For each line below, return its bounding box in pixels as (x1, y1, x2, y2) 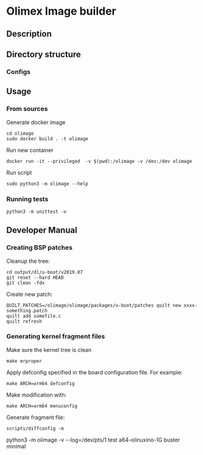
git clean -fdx (6, 279, 45, 286)
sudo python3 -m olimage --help (6, 181, 88, 187)
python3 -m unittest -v (6, 209, 67, 215)
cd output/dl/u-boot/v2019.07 (6, 269, 84, 275)
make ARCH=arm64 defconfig (6, 380, 75, 387)
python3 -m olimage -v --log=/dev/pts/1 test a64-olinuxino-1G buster (6, 436, 180, 443)
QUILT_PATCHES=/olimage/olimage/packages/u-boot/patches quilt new (6, 302, 182, 309)
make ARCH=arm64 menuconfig (6, 403, 78, 409)
